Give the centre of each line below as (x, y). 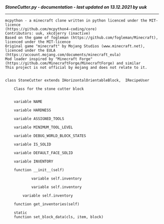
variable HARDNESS (32, 110)
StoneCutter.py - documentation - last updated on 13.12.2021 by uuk (76, 7)
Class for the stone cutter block (49, 89)
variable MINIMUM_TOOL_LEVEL (43, 127)
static (20, 213)
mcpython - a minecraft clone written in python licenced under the (76, 20)
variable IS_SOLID (32, 144)
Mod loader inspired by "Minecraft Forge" (49, 59)
